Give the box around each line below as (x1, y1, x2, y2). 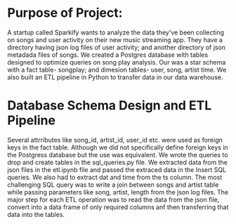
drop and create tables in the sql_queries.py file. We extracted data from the (7, 158, 228, 166)
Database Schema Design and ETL (7, 98, 212, 114)
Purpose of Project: (7, 5, 123, 21)
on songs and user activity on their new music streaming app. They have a (7, 35, 223, 44)
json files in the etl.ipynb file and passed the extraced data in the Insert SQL (7, 165, 227, 173)
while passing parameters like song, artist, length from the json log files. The (7, 187, 229, 196)
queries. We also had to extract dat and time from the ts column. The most (7, 173, 223, 181)
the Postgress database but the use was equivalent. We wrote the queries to (7, 150, 228, 159)
